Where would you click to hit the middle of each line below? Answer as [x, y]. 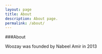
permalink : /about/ [25, 23]
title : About [18, 14]
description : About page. [31, 18]
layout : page [18, 9]
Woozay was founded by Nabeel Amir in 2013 [51, 46]
